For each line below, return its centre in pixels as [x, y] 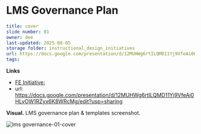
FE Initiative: [30, 82]
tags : [13, 60]
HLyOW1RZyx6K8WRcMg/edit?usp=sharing [68, 101]
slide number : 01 [28, 32]
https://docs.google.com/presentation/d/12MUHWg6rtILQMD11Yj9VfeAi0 [104, 95]
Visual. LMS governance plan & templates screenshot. [73, 113]
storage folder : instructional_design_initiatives [71, 48]
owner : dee [20, 37]
